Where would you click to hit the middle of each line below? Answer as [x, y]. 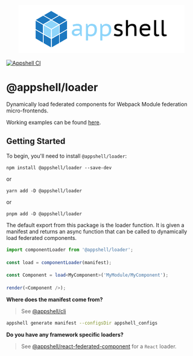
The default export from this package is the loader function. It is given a [95, 225]
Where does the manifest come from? [55, 299]
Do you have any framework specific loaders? [65, 334]
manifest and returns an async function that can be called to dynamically [97, 231]
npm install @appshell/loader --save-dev [59, 167]
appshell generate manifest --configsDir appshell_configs [82, 323]
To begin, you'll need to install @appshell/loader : [67, 156]
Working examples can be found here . [54, 122]
